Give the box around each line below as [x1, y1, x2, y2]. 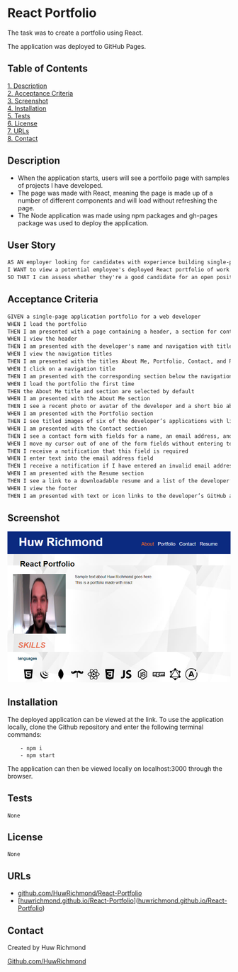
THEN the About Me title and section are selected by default [7, 388, 195, 395]
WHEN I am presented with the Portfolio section [7, 410, 154, 417]
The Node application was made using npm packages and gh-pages [17, 211, 218, 220]
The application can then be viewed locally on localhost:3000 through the [7, 764, 223, 773]
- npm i [20, 745, 42, 752]
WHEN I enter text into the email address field [7, 455, 154, 462]
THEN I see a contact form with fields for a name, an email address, [7, 432, 220, 440]
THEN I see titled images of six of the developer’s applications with [7, 418, 223, 425]
